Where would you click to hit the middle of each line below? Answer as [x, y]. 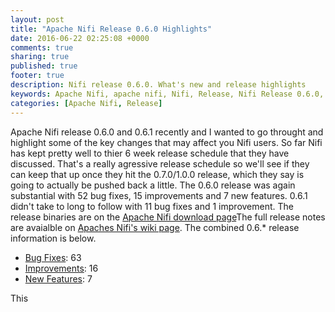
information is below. [53, 238]
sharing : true [40, 57]
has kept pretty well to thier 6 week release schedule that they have [150, 153]
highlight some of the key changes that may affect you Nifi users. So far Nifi [166, 142]
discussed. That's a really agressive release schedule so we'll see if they [160, 163]
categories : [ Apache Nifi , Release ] [86, 103]
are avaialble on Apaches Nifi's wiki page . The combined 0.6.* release [155, 227]
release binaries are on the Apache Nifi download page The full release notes [168, 217]
